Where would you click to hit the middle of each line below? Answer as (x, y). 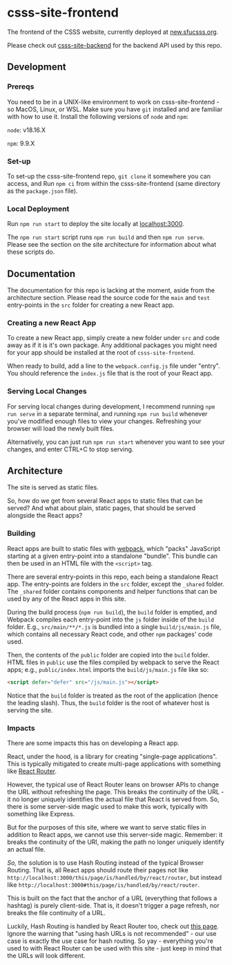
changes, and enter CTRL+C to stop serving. (70, 449)
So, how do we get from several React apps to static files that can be (105, 501)
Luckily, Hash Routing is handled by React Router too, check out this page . (113, 926)
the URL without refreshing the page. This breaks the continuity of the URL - (116, 791)
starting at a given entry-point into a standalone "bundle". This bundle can (113, 556)
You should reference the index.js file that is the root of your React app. (110, 373)
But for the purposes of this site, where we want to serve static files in (107, 827)
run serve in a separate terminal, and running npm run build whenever (107, 413)
